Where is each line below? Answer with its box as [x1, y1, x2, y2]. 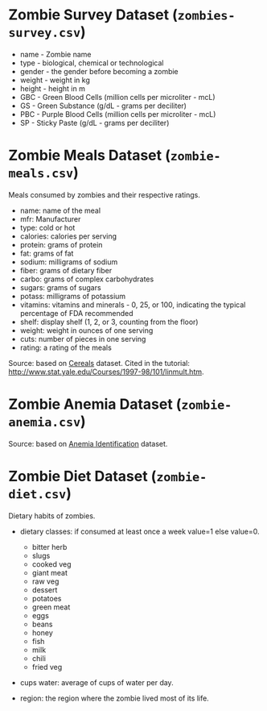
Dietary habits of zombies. [8, 510, 96, 521]
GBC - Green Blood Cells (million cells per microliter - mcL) [19, 92, 216, 102]
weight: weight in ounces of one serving [19, 325, 154, 335]
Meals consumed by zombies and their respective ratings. [8, 189, 201, 199]
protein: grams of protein [19, 239, 103, 249]
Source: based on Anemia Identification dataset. [8, 439, 168, 448]
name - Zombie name [19, 49, 92, 59]
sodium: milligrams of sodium [19, 256, 118, 267]
